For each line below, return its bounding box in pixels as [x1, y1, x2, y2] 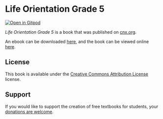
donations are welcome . [5, 109, 54, 115]
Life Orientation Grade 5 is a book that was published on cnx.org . [5, 29, 137, 35]
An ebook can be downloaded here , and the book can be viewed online [5, 38, 149, 45]
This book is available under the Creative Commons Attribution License [5, 71, 148, 77]
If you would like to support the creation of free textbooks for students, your [5, 103, 158, 109]
